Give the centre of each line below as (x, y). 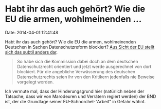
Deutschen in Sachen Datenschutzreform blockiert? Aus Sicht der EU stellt (80, 47)
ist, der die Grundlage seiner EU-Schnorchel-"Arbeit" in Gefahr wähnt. (75, 101)
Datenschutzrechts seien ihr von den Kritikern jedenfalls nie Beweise (86, 77)
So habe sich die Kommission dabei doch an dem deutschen (78, 61)
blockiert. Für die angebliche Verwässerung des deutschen (76, 71)
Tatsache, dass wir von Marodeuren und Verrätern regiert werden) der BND (81, 96)
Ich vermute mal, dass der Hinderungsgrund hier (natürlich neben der (75, 91)
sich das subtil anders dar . (31, 52)
